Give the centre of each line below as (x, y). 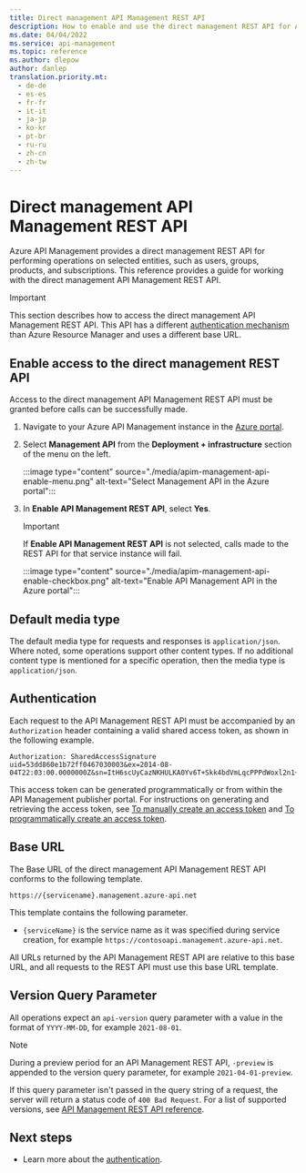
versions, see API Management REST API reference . (107, 1109)
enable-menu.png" (58, 481)
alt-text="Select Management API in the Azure (182, 481)
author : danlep (38, 69)
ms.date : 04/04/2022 (49, 35)
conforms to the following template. (76, 878)
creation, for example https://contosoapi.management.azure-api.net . (153, 939)
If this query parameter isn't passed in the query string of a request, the (144, 1089)
